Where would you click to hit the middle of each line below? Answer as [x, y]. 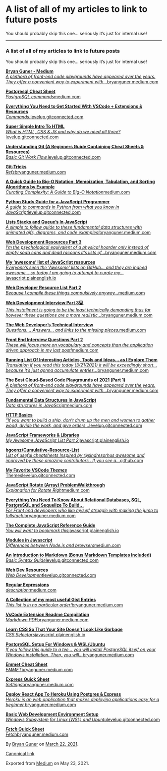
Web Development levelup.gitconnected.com [51, 575]
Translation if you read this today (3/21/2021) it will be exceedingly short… [82, 365]
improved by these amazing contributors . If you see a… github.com [74, 461]
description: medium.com [31, 590]
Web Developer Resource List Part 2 [43, 288]
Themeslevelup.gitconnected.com [40, 475]
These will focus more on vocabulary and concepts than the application [79, 345]
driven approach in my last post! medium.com [52, 350]
